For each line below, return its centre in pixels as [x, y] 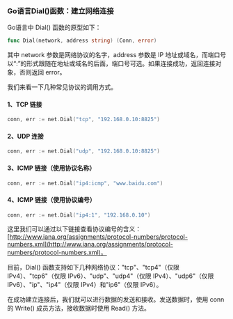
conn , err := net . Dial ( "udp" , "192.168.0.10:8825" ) [83, 151]
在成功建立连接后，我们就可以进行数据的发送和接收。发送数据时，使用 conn [116, 299]
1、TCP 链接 [25, 104]
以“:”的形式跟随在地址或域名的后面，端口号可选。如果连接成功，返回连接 [111, 63]
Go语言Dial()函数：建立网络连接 [61, 10]
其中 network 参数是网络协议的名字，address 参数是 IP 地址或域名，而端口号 [117, 55]
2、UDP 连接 [25, 136]
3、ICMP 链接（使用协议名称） [51, 168]
